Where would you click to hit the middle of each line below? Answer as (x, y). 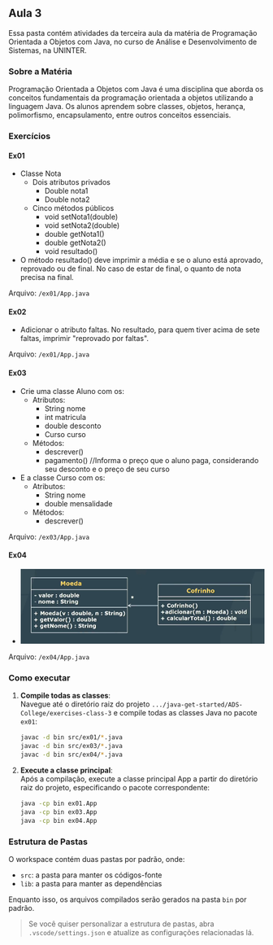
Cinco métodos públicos (73, 208)
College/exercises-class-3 (66, 714)
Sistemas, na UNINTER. (48, 50)
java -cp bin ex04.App (58, 820)
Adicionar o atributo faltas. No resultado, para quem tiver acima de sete (140, 330)
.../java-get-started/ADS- (197, 705)
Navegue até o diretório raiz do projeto (85, 704)
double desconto (73, 426)
